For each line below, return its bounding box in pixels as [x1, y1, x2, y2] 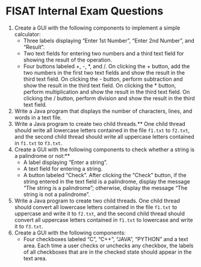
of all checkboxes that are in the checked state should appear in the [23, 248, 192, 256]
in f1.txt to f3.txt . [14, 139, 63, 146]
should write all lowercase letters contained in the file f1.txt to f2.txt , [14, 127, 190, 134]
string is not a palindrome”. [23, 190, 90, 198]
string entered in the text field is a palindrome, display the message [23, 178, 190, 185]
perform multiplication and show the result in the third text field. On [23, 88, 190, 95]
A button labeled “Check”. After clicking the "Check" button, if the [23, 171, 187, 178]
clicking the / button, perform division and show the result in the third [23, 95, 195, 102]
